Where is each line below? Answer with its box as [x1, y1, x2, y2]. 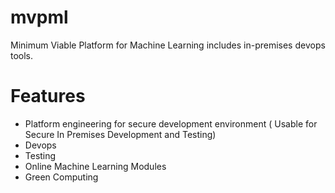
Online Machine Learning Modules [24, 160, 167, 172]
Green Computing [24, 171, 99, 183]
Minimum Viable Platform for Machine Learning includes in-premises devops [10, 39, 326, 51]
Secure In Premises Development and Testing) [24, 128, 217, 140]
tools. [10, 49, 34, 61]
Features [10, 85, 86, 108]
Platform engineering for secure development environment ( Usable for [24, 117, 318, 130]
